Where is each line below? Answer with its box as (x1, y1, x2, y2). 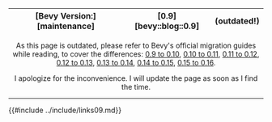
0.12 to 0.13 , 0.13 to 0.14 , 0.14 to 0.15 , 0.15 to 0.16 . (56, 58, 216, 67)
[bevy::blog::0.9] (134, 20, 200, 32)
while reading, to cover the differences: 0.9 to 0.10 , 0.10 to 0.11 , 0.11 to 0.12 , (12, 49, 260, 59)
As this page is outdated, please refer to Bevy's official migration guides (15, 40, 257, 50)
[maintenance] (36, 20, 96, 32)
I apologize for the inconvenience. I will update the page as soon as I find (14, 74, 258, 83)
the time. (121, 82, 151, 91)
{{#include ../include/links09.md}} (8, 105, 122, 115)
